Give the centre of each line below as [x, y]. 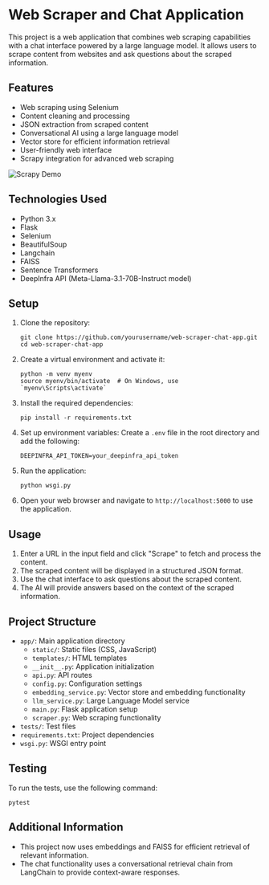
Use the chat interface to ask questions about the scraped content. [131, 579]
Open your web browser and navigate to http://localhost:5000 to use [137, 500]
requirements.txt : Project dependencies [87, 735]
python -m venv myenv [56, 374]
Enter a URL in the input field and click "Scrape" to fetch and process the [141, 554]
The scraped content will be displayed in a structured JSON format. [131, 571]
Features [31, 88]
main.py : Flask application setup [85, 709]
